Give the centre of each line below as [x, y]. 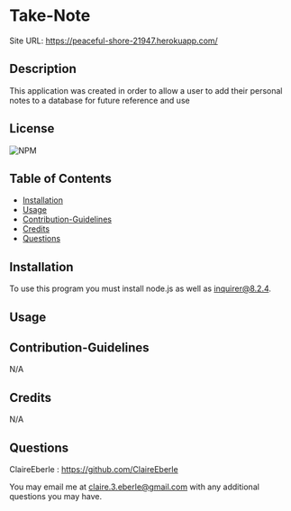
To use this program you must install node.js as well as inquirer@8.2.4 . [141, 288]
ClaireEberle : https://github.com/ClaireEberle [94, 470]
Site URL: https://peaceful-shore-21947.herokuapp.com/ [114, 41]
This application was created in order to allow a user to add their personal [146, 90]
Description [43, 69]
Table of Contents [61, 178]
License [32, 128]
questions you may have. [56, 497]
